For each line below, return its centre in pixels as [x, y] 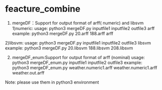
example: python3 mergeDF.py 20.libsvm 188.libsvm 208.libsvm [69, 48]
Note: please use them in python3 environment [52, 82]
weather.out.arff [28, 73]
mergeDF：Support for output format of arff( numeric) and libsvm [78, 23]
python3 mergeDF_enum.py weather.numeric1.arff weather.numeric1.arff [84, 67]
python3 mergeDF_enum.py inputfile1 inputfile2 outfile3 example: [77, 62]
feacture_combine [43, 9]
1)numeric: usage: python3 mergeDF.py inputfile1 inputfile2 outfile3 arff [83, 28]
